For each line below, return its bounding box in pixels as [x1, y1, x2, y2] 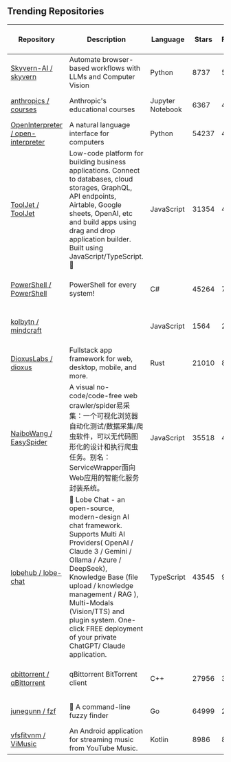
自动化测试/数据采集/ [69, 421, 137, 431]
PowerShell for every [69, 280, 137, 290]
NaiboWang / [10, 428, 53, 438]
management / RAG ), [69, 589, 139, 599]
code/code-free [69, 391, 122, 400]
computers [69, 137, 104, 146]
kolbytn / [10, 316, 39, 326]
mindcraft [10, 325, 42, 335]
